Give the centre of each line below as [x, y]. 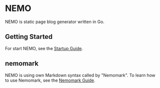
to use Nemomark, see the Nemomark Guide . [50, 80]
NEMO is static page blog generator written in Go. [55, 22]
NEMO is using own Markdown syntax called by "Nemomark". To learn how [80, 75]
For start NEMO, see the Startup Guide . [44, 48]
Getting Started [29, 37]
